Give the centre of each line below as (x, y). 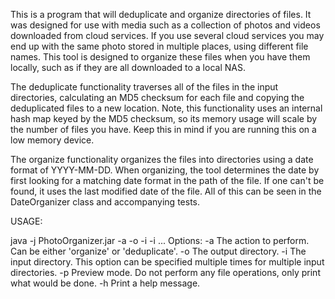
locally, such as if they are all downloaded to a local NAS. (128, 67)
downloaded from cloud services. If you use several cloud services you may (167, 35)
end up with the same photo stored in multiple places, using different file (159, 46)
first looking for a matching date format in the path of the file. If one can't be (167, 180)
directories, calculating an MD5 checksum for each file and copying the (157, 97)
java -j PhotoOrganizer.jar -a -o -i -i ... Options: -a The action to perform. (160, 240)
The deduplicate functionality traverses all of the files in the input (144, 87)
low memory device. (52, 140)
